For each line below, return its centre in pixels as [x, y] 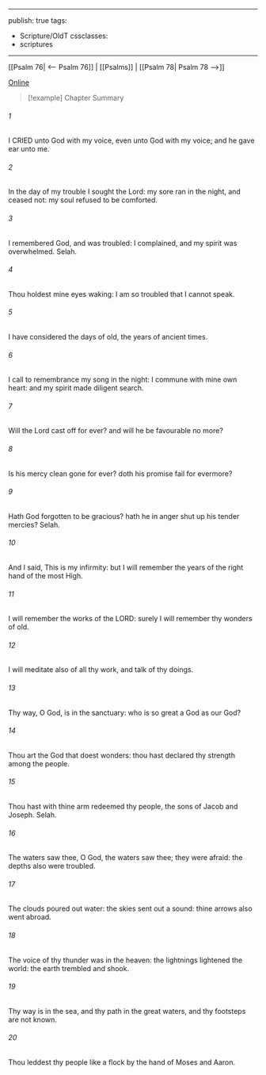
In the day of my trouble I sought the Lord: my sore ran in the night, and [125, 192]
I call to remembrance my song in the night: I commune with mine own [123, 380]
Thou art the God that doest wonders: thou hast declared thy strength [122, 755]
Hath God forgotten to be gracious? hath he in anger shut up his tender [124, 516]
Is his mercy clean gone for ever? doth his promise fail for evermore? [120, 474]
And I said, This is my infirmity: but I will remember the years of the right [126, 567]
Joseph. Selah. [32, 815]
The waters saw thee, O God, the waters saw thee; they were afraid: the [125, 858]
